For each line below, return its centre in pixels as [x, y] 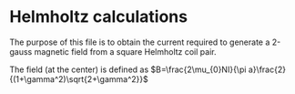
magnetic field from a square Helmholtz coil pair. [125, 51]
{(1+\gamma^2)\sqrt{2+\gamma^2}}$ [79, 78]
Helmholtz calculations [99, 17]
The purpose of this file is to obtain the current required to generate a [140, 42]
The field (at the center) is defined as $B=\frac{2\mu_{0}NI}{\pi [128, 69]
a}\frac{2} [267, 69]
